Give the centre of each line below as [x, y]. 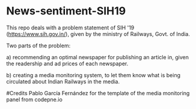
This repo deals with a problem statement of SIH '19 [70, 28]
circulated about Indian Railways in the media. [63, 81]
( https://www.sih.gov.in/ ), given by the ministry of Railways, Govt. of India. [98, 34]
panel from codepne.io [35, 99]
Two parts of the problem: [38, 46]
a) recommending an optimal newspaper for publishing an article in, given [98, 57]
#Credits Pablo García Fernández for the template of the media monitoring [98, 93]
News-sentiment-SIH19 [66, 11]
